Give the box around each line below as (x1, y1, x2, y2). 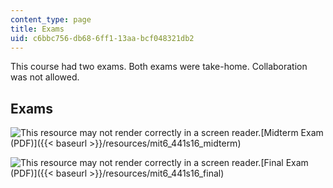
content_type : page (10, 14, 92, 25)
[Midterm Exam (260, 127, 324, 139)
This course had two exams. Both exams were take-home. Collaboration (10, 61, 308, 73)
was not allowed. (10, 71, 80, 83)
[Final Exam (260, 157, 309, 169)
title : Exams (10, 24, 65, 34)
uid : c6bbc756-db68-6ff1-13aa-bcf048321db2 (10, 33, 195, 43)
